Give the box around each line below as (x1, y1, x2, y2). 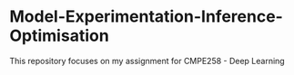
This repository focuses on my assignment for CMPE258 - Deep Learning (9, 55, 285, 66)
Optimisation (9, 25, 109, 46)
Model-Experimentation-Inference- (9, 6, 284, 27)
